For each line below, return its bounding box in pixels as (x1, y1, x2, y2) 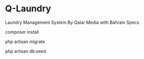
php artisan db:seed (5, 48, 46, 54)
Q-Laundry (5, 3, 51, 14)
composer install (5, 29, 39, 35)
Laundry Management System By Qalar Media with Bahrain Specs (5, 19, 140, 25)
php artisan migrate (5, 38, 46, 45)
